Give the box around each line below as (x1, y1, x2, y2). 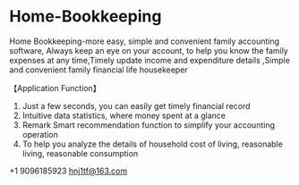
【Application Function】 (9, 82, 101, 93)
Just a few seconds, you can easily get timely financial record (21, 100, 251, 111)
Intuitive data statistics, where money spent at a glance (21, 110, 226, 121)
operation (21, 129, 58, 139)
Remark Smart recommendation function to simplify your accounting (21, 119, 276, 130)
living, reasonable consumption (21, 147, 139, 158)
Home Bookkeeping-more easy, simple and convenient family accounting (9, 36, 280, 46)
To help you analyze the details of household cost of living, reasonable (21, 139, 284, 149)
